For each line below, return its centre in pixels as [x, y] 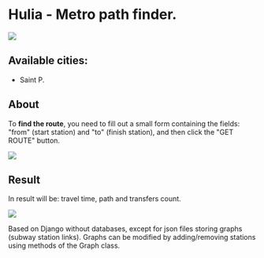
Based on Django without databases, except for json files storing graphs [125, 229]
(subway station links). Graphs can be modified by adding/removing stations [132, 237]
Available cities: [48, 61]
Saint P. [32, 80]
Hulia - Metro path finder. [93, 15]
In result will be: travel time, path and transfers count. [95, 199]
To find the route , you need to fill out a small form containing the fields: [124, 123]
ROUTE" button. [34, 140]
